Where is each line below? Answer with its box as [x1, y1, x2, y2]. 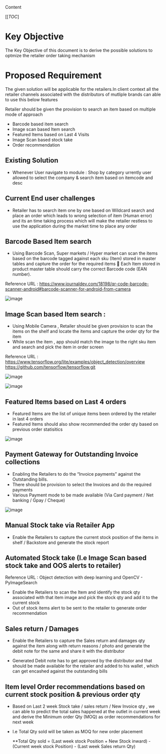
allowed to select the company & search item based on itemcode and [12, 175, 153, 181]
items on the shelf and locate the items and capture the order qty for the [12, 328, 160, 335]
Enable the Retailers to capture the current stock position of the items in [12, 534, 159, 540]
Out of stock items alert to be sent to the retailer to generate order [12, 605, 147, 611]
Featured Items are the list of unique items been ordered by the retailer [12, 411, 157, 416]
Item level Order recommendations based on [5, 682, 145, 691]
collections [5, 458, 41, 466]
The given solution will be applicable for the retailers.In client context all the [5, 86, 159, 92]
